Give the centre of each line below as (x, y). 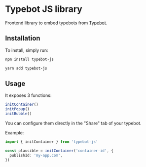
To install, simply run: (27, 50)
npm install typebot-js (30, 59)
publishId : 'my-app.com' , (36, 155)
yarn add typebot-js (26, 68)
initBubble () (18, 114)
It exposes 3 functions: (28, 95)
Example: (15, 132)
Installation (23, 38)
